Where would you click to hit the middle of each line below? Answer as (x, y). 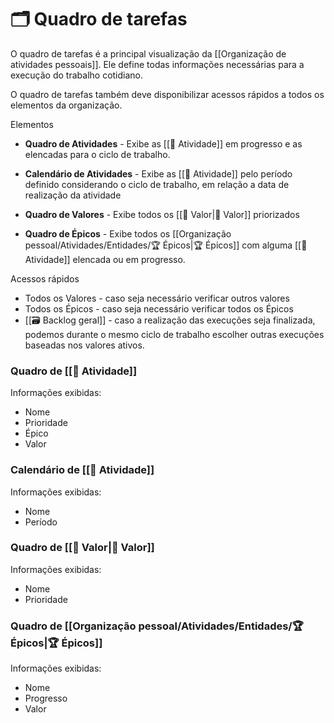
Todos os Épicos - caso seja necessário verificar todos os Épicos (159, 308)
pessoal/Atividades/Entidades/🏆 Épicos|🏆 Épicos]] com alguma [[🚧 (166, 245)
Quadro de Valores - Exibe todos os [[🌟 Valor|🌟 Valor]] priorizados (162, 214)
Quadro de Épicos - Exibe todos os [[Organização (128, 233)
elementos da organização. (66, 105)
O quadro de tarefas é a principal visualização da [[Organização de (148, 53)
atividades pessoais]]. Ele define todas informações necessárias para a (157, 64)
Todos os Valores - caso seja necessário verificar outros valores (157, 298)
